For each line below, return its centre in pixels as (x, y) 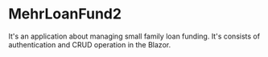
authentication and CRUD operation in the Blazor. (90, 44)
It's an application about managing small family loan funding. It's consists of (134, 36)
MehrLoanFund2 (65, 14)
